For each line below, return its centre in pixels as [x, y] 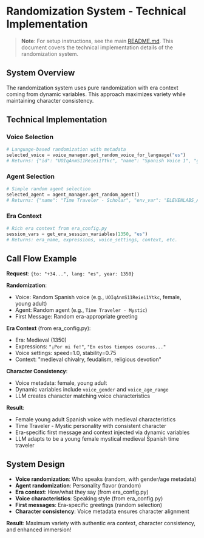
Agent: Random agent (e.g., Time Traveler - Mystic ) [81, 310]
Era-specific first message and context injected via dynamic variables [102, 432]
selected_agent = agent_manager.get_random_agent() [73, 195]
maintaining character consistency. [50, 100]
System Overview [41, 73]
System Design [36, 464]
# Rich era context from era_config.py [57, 229]
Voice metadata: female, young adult [61, 383]
